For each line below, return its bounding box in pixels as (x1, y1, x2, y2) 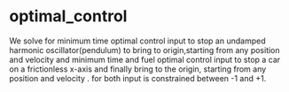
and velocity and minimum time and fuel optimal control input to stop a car (9, 54, 281, 65)
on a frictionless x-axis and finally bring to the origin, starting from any (9, 64, 267, 74)
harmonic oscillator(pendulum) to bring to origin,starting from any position (9, 44, 281, 55)
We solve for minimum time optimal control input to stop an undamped (9, 35, 266, 46)
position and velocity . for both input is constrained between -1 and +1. (9, 73, 267, 83)
